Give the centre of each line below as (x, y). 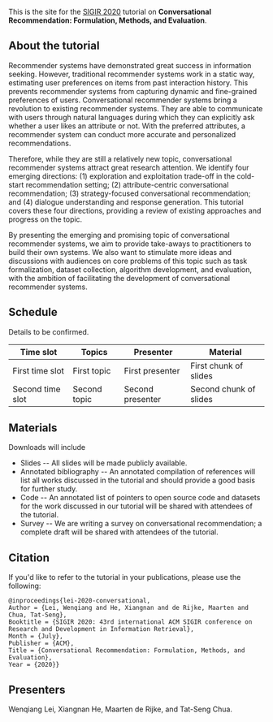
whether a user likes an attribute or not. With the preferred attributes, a (127, 126)
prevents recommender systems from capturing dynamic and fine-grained (133, 91)
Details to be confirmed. (49, 331)
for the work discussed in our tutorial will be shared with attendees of (136, 506)
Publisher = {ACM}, (41, 644)
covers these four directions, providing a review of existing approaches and (135, 210)
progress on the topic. (45, 219)
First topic (92, 370)
